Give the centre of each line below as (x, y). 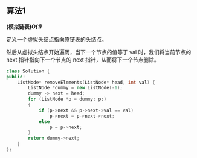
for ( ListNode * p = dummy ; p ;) (67, 99)
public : (16, 77)
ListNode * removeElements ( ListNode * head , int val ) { (86, 82)
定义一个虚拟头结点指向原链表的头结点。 (57, 39)
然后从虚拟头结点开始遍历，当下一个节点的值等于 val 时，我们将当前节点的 (99, 52)
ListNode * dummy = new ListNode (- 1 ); (75, 88)
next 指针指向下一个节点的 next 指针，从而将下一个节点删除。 (83, 60)
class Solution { (28, 71)
